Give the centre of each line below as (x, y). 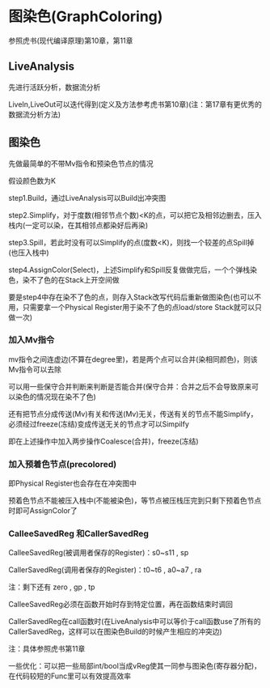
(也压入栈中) (29, 253)
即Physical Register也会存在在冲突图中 (73, 483)
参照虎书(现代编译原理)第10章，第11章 (71, 40)
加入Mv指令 (32, 340)
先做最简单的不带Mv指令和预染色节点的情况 (81, 164)
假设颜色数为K (32, 180)
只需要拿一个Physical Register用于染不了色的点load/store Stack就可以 (139, 307)
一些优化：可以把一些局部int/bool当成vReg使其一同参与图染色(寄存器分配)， (135, 666)
